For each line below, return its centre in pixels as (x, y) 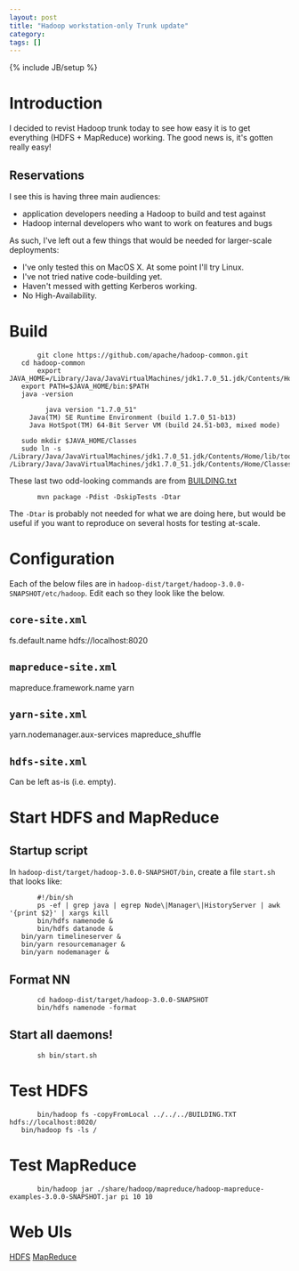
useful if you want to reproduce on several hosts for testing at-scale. (135, 522)
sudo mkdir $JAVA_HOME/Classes (79, 441)
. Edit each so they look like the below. (155, 593)
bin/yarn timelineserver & (71, 937)
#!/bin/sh (55, 898)
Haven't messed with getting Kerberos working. (109, 286)
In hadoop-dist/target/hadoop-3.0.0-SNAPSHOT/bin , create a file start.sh (142, 872)
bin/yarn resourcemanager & (73, 944)
